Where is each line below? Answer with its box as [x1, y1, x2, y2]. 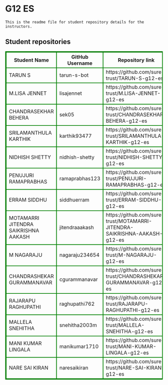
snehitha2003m [59, 321, 97, 328]
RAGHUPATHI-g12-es [105, 306, 159, 313]
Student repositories [5, 38, 71, 46]
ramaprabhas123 [59, 175, 101, 182]
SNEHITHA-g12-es [105, 328, 153, 335]
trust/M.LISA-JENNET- [105, 90, 161, 97]
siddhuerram [59, 196, 89, 203]
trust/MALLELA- [105, 321, 145, 328]
